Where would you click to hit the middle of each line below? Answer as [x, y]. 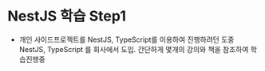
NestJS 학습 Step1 [67, 16]
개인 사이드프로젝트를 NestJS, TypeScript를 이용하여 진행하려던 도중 [127, 39]
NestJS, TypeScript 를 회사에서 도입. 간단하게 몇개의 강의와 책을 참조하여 [134, 49]
